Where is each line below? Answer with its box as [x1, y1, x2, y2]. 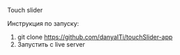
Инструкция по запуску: [7, 19, 80, 27]
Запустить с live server [17, 40, 85, 48]
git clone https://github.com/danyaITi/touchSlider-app [17, 33, 173, 41]
